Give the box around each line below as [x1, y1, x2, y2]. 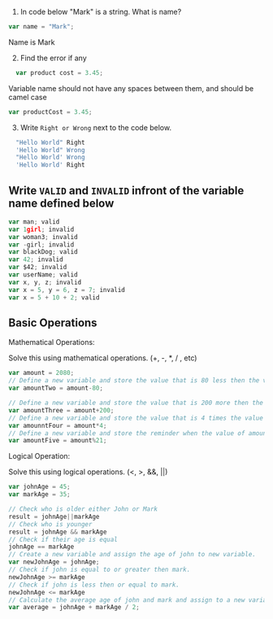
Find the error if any [19, 53, 87, 63]
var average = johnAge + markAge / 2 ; [8, 604, 140, 612]
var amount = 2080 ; [8, 369, 75, 377]
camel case [8, 92, 47, 102]
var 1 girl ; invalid [8, 225, 75, 233]
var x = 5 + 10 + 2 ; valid [8, 293, 100, 302]
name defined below [8, 196, 115, 210]
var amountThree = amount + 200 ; [8, 406, 115, 414]
